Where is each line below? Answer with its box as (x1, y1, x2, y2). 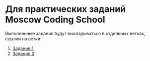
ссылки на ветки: (5, 36, 42, 42)
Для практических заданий (5, 3, 126, 15)
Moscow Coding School (5, 14, 105, 25)
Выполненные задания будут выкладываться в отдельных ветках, (5, 30, 146, 36)
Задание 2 (12, 51, 35, 57)
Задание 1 (12, 45, 34, 51)
